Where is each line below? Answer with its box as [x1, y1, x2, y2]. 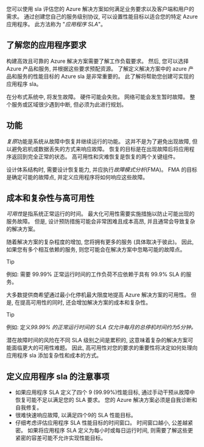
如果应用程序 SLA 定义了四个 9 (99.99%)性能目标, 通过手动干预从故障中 [15, 389, 195, 396]
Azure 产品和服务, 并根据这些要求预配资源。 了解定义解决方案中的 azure [6, 65, 187, 72]
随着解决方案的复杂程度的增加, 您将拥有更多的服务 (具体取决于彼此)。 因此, [6, 238, 194, 245]
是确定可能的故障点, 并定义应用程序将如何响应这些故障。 [6, 173, 148, 181]
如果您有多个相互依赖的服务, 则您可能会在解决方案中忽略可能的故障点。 [6, 246, 186, 253]
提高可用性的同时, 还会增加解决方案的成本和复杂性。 [19, 299, 151, 306]
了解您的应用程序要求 [6, 40, 86, 51]
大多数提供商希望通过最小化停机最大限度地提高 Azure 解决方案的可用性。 [6, 291, 190, 298]
